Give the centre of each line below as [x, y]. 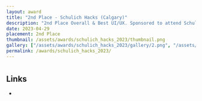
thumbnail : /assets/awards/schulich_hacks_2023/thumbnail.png [86, 40]
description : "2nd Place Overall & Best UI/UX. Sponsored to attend [94, 23]
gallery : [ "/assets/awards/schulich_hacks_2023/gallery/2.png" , [88, 46]
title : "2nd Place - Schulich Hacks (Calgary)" [67, 17]
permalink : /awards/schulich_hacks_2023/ [59, 51]
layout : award [24, 12]
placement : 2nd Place [33, 34]
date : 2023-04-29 [28, 29]
